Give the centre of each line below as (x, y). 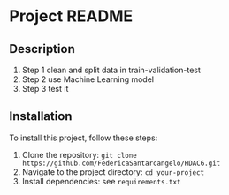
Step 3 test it (45, 89)
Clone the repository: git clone (79, 154)
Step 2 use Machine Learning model (88, 79)
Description (42, 49)
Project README (71, 16)
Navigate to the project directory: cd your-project (113, 172)
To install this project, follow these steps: (84, 138)
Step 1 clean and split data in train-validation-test (111, 70)
